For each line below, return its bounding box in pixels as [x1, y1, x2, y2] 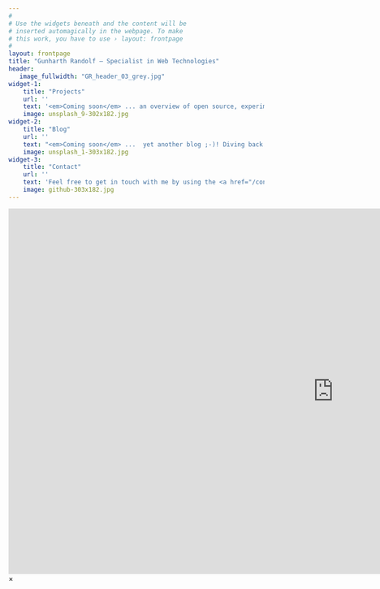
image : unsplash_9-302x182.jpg [23, 110, 129, 119]
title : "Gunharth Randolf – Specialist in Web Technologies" [8, 58, 220, 66]
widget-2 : [8, 118, 42, 126]
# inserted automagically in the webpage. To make [8, 27, 184, 35]
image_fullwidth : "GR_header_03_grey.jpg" [19, 72, 165, 80]
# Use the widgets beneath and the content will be [8, 19, 187, 28]
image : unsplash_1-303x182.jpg [23, 148, 129, 156]
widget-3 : [8, 155, 42, 163]
